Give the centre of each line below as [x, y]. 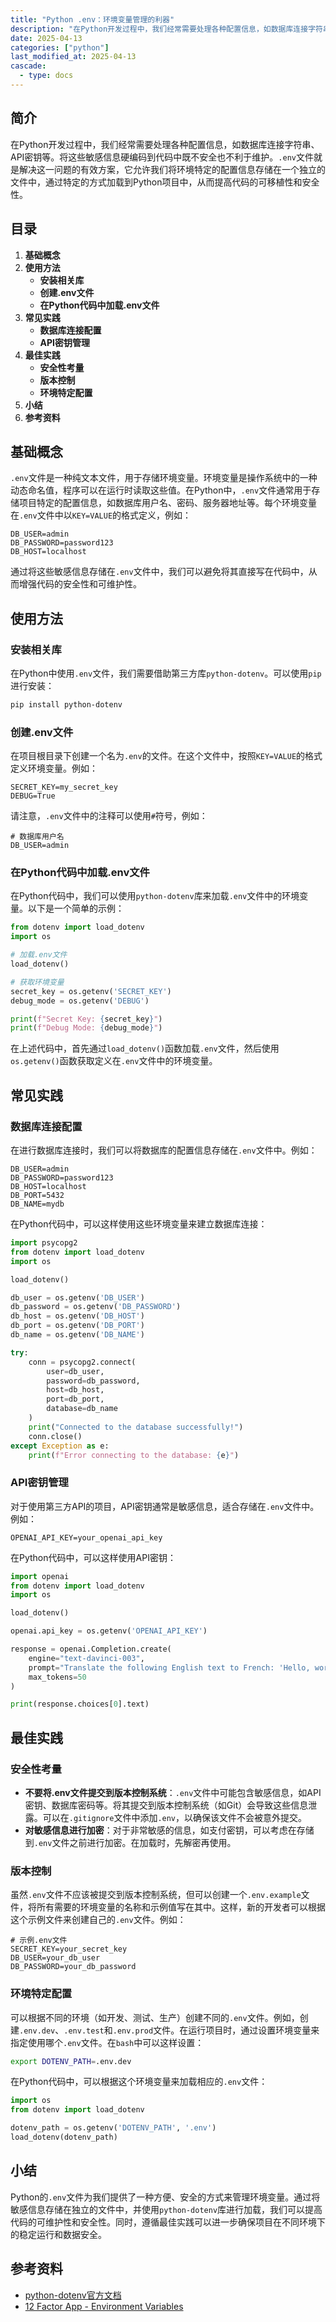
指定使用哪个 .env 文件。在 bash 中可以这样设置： [107, 2042]
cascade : [28, 66]
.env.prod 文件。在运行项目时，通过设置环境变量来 [216, 2030]
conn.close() [55, 1436]
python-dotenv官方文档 [73, 2295]
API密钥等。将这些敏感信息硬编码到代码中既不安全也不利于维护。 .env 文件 [162, 157]
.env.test [84, 2031]
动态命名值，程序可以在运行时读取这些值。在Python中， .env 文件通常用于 [161, 490]
